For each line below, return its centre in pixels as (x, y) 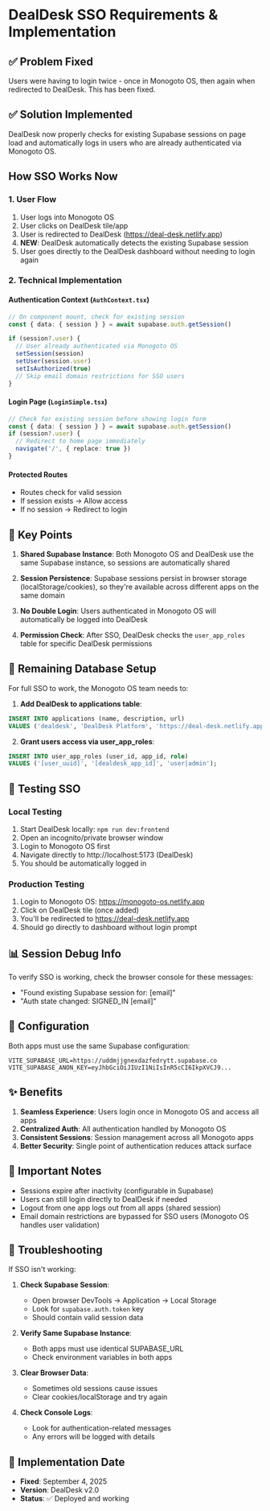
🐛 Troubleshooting (55, 1250)
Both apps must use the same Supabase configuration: (99, 1046)
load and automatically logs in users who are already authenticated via (125, 142)
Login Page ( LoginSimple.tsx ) (58, 402)
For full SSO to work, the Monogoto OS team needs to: (98, 688)
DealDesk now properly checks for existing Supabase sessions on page (127, 134)
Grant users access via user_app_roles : (87, 741)
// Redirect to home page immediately (81, 441)
